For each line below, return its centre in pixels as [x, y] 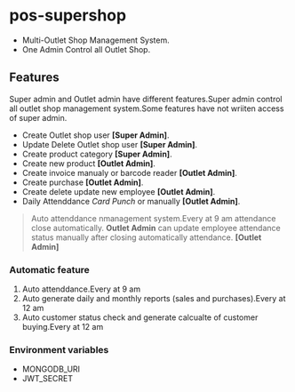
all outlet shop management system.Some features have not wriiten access [147, 108]
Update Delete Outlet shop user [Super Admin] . [110, 144]
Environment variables [59, 349]
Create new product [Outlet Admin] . [88, 163]
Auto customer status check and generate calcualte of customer [140, 317]
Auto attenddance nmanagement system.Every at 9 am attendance [153, 218]
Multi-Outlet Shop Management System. [96, 40]
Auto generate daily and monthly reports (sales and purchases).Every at [154, 299]
